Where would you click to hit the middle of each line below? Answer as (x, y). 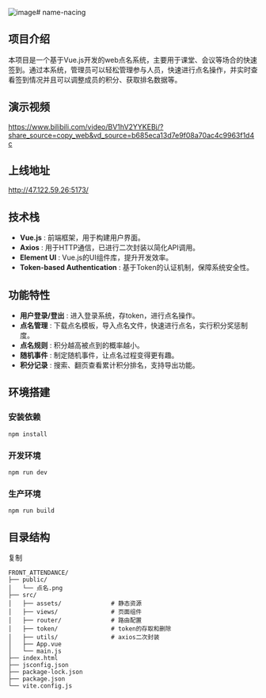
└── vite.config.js (40, 686)
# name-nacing (61, 12)
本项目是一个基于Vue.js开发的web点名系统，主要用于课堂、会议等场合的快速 (133, 60)
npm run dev (28, 472)
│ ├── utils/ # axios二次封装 (84, 638)
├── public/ (28, 580)
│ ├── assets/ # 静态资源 (75, 604)
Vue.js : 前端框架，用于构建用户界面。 (82, 237)
